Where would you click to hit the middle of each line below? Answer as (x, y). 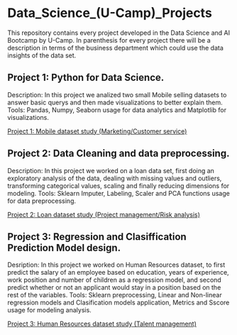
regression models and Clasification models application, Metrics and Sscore (118, 302)
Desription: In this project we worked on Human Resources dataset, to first (116, 265)
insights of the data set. (42, 55)
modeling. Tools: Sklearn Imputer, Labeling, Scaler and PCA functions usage (119, 193)
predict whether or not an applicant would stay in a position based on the (114, 287)
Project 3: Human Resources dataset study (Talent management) (102, 324)
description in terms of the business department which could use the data (115, 48)
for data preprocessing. (42, 201)
